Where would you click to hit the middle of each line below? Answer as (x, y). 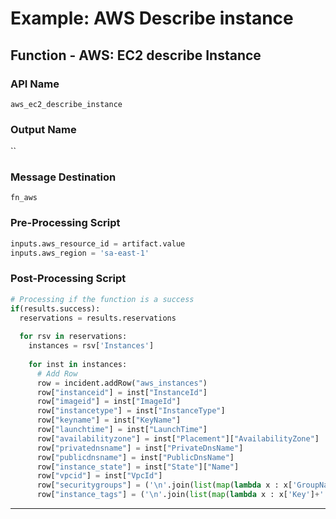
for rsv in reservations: (73, 337)
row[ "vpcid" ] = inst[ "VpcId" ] (99, 476)
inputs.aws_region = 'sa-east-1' (80, 253)
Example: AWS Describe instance (152, 18)
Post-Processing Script (68, 279)
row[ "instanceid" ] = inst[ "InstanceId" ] (122, 392)
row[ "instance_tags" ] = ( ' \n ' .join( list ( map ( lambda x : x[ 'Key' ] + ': (182, 495)
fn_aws (24, 198)
